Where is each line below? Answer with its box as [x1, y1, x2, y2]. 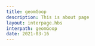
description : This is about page [6, 14, 90, 20]
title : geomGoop [6, 8, 47, 15]
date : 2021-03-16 [6, 31, 50, 37]
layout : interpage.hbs [6, 20, 63, 26]
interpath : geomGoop [6, 25, 58, 32]
